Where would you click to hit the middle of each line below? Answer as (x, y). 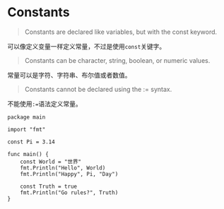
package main (26, 117)
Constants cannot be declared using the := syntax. (98, 89)
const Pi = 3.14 (31, 142)
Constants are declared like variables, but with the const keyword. (121, 32)
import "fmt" (26, 129)
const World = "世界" (51, 162)
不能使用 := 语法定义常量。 (45, 104)
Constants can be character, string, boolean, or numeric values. (117, 60)
